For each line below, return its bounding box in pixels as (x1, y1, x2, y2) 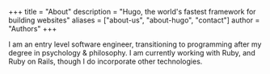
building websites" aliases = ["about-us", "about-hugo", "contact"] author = (8, 15, 260, 25)
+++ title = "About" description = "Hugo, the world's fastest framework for (8, 7, 256, 16)
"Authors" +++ (8, 24, 57, 33)
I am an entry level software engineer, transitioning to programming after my (8, 39, 262, 49)
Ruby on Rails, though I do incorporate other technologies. (8, 56, 203, 66)
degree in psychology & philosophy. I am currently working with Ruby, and (8, 48, 256, 57)
